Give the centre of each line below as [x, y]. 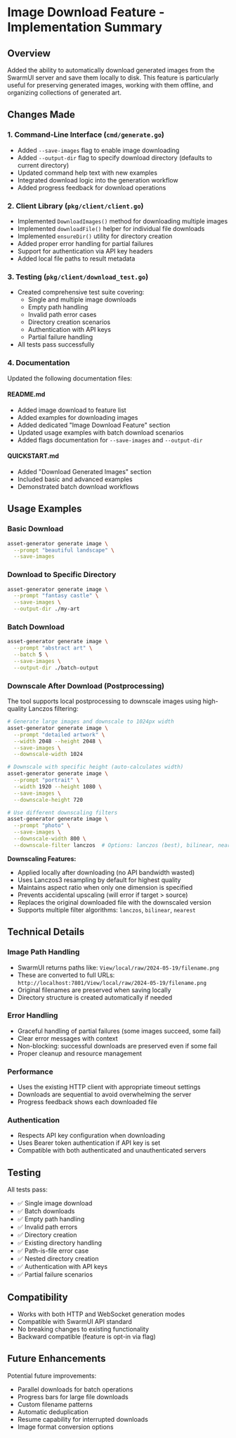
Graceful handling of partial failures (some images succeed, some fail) [119, 1031]
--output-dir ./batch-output [56, 668]
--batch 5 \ [31, 655]
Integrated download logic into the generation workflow [98, 180]
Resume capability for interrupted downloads [83, 1419]
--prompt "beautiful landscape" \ [64, 550]
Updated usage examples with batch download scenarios [100, 432]
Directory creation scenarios [69, 322]
